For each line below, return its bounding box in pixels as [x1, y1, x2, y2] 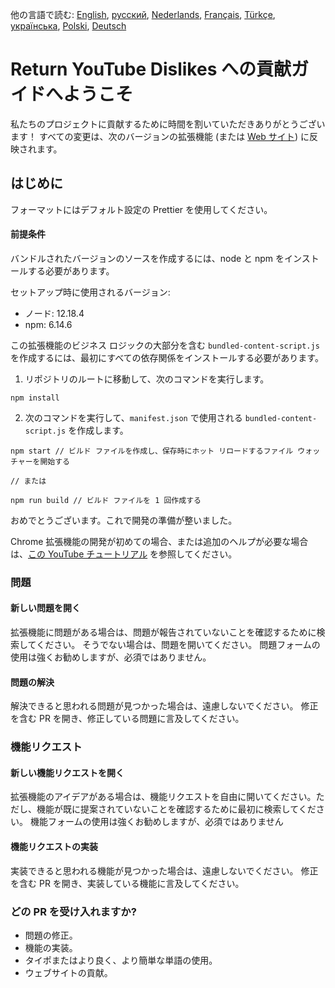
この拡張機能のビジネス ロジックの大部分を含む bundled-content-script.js [10, 339, 320, 351]
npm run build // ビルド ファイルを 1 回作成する [10, 495, 202, 505]
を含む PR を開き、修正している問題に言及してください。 [10, 713, 245, 725]
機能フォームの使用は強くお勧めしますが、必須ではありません [29, 816, 284, 828]
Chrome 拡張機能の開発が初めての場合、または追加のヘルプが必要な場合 [10, 535, 309, 547]
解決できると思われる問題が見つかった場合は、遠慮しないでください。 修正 [10, 700, 319, 712]
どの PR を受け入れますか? [10, 904, 137, 918]
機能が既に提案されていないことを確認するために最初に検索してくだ [36, 803, 317, 815]
